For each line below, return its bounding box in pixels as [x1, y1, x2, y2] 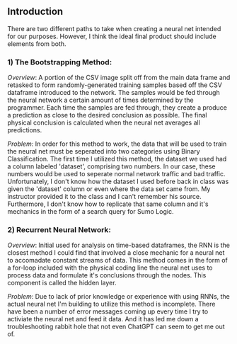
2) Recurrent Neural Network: [7, 225, 112, 235]
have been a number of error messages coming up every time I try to [7, 307, 209, 316]
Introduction [7, 6, 64, 18]
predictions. [7, 126, 42, 134]
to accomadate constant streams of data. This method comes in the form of [7, 256, 229, 265]
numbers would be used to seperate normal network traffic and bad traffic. [7, 170, 226, 178]
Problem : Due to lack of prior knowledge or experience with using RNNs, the [7, 292, 230, 301]
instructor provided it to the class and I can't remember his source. [7, 193, 202, 201]
